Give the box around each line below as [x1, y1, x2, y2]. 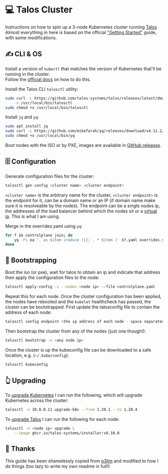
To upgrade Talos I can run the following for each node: [5, 416, 120, 422]
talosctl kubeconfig [5, 362, 48, 367]
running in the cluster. [5, 71, 50, 77]
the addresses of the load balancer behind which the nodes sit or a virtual [5, 208, 157, 214]
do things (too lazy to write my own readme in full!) [5, 463, 110, 469]
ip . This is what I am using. [5, 213, 60, 219]
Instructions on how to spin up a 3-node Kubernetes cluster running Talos [5, 24, 157, 30]
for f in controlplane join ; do [5, 233, 72, 238]
